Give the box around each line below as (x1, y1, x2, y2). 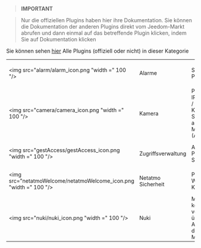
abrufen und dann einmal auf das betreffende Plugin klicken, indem (20, 29, 187, 37)
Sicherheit (139, 180, 165, 187)
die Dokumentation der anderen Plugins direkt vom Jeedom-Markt (20, 23, 185, 30)
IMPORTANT (20, 5, 53, 12)
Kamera (139, 110, 159, 117)
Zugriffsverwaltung (139, 150, 187, 157)
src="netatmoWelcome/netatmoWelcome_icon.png (8, 177, 135, 185)
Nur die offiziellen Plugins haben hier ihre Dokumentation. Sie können (20, 17, 193, 23)
